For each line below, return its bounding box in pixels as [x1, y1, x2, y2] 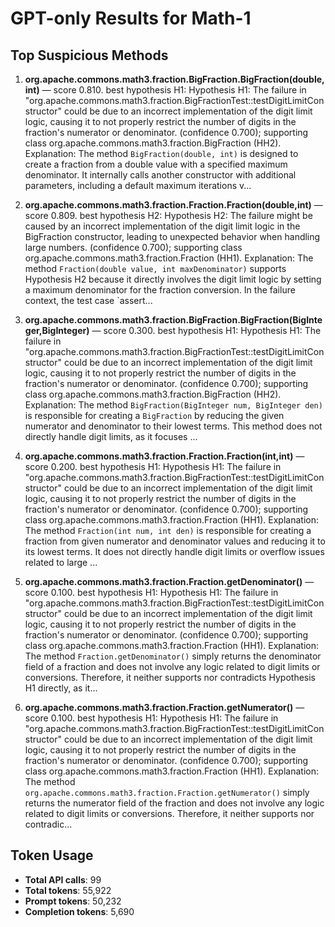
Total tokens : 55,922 [24, 884, 112, 896]
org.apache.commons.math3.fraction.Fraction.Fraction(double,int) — [24, 199, 323, 211]
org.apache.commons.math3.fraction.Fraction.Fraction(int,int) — [24, 450, 305, 462]
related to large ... [24, 557, 98, 568]
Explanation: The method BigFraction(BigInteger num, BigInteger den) [24, 399, 323, 411]
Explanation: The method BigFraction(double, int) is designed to [24, 148, 299, 159]
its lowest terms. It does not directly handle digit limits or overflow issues [24, 546, 325, 557]
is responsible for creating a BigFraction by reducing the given [24, 410, 285, 421]
